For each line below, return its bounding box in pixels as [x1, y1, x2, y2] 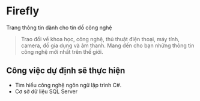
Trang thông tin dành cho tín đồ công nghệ [6, 24, 112, 31]
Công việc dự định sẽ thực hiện [6, 66, 126, 76]
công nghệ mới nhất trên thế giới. [20, 48, 103, 55]
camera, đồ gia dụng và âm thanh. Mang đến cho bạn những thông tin [20, 42, 195, 49]
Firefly [6, 4, 40, 18]
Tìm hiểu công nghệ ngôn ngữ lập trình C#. [14, 81, 122, 88]
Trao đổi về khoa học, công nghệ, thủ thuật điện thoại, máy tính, [20, 35, 180, 42]
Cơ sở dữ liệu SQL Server [14, 88, 78, 95]
